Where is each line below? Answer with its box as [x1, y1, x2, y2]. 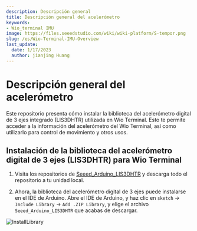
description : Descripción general [6, 8, 91, 15]
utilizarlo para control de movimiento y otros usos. [6, 128, 128, 136]
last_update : [6, 42, 38, 48]
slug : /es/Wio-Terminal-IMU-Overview [6, 36, 99, 42]
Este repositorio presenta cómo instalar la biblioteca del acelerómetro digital [6, 110, 192, 117]
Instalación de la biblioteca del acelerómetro [6, 146, 173, 156]
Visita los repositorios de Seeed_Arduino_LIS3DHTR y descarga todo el [14, 170, 188, 177]
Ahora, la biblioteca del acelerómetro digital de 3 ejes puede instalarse [14, 188, 186, 195]
